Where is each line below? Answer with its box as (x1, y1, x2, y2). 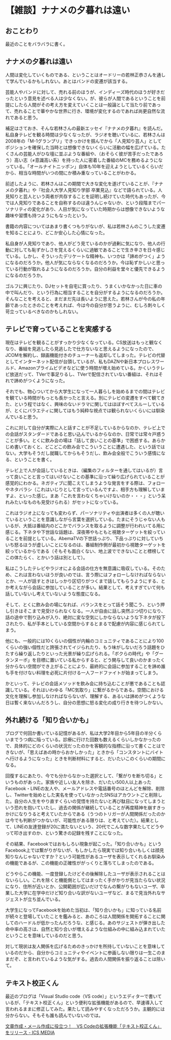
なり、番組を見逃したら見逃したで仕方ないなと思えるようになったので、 (5, 346, 157, 352)
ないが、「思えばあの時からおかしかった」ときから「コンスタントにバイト (9, 749, 164, 755)
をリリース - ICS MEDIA (5, 1029, 55, 1036)
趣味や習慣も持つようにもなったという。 (5, 212, 90, 218)
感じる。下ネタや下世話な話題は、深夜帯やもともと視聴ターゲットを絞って (5, 529, 161, 535)
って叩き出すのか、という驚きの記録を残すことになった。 (5, 830, 126, 836)
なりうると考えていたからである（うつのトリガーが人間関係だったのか (18, 811, 165, 817)
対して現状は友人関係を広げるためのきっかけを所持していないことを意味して (5, 943, 165, 949)
